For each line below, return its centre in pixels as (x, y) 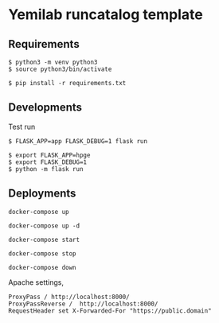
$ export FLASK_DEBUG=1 (48, 162)
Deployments (42, 194)
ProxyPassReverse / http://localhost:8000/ (83, 304)
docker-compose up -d (44, 226)
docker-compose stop (43, 253)
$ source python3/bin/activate (60, 69)
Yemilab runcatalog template (106, 15)
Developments (45, 108)
